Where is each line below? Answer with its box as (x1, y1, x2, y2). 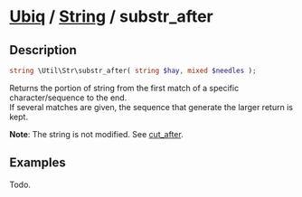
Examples (9, 155, 66, 171)
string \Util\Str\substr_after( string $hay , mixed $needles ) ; (9, 66, 257, 75)
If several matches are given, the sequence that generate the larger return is (9, 101, 294, 112)
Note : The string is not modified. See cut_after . (9, 128, 184, 139)
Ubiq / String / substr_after (9, 6, 214, 27)
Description (9, 42, 77, 58)
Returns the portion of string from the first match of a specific (9, 82, 240, 93)
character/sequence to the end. (9, 92, 127, 103)
